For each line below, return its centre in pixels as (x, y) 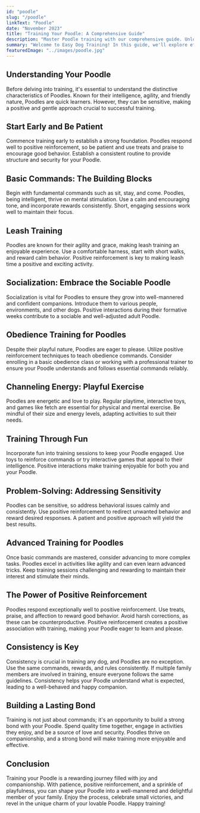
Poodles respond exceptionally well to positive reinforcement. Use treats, (96, 609)
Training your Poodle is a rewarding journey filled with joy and (82, 778)
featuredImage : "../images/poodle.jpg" (56, 51)
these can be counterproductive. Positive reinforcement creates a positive (97, 622)
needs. (15, 420)
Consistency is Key (43, 647)
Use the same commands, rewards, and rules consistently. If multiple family (99, 668)
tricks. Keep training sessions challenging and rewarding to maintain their (96, 570)
